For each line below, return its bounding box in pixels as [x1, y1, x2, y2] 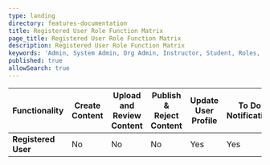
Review [112, 109, 142, 121]
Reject [153, 109, 179, 121]
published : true [8, 57, 63, 65]
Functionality [12, 105, 64, 116]
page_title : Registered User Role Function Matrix [8, 34, 182, 43]
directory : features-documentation [8, 19, 128, 27]
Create [74, 100, 101, 111]
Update [190, 94, 219, 105]
